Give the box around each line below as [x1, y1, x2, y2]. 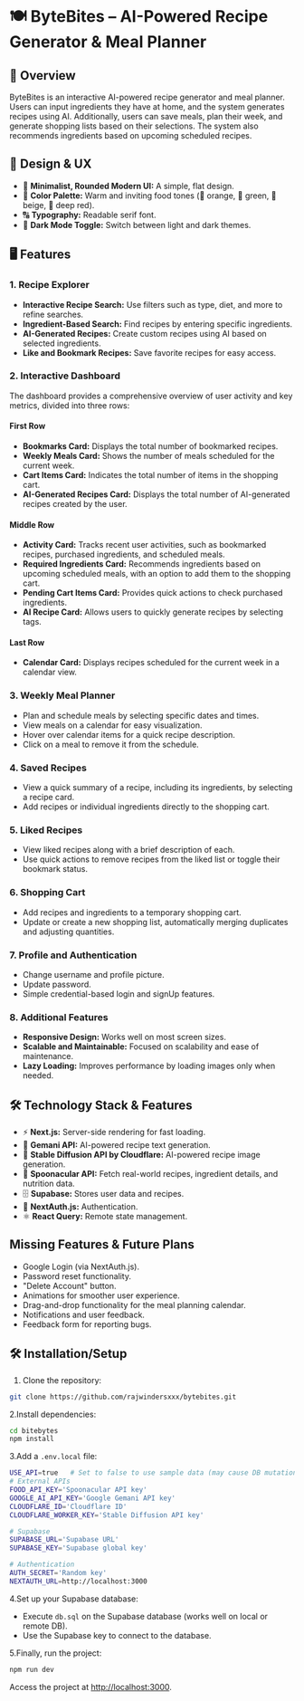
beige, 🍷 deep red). [22, 199, 95, 210]
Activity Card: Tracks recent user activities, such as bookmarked [22, 540, 267, 550]
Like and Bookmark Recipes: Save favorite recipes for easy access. [22, 347, 277, 358]
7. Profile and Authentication [9, 949, 138, 961]
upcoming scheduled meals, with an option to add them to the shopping [22, 569, 291, 579]
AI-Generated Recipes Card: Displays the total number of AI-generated [22, 489, 290, 500]
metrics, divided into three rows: [9, 399, 130, 411]
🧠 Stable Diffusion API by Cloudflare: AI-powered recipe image [22, 1150, 261, 1160]
